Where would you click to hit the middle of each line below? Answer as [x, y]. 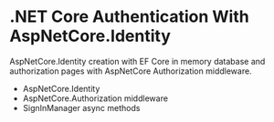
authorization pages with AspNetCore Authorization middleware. [131, 71]
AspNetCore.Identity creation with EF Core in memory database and [137, 61]
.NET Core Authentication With [129, 17]
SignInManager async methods [81, 107]
